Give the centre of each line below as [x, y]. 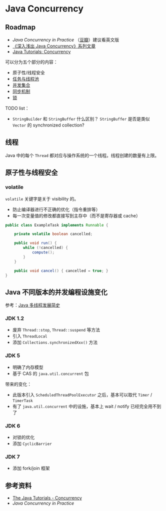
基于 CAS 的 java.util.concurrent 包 [50, 373]
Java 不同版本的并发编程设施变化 [56, 292]
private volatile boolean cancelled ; [53, 234]
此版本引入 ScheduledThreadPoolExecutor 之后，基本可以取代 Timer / [82, 394]
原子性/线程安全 [28, 72]
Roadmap [20, 27]
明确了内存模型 [28, 367]
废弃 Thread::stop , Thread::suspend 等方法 [56, 330]
